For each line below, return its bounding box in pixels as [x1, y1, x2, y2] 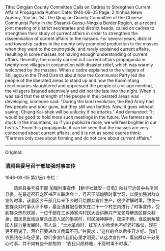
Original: [5, 149, 23, 155]
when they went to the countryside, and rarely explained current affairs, [5, 46, 150, 52]
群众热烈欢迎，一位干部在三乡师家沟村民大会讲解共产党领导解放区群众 [9, 210, 151, 216]
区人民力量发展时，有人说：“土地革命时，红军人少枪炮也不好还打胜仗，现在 [5, 222, 158, 228]
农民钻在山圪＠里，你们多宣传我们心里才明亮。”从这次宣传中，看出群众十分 [5, 234, 156, 241]
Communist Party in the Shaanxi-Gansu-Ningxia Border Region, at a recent [5, 20, 156, 26]
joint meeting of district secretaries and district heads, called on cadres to [5, 25, 155, 31]
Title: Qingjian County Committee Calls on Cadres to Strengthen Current [5, 4, 151, 10]
